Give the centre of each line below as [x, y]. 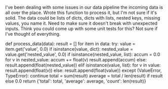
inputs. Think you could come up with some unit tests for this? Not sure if [81, 29]
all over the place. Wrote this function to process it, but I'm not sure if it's [81, 13]
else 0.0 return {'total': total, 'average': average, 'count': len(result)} [76, 81]
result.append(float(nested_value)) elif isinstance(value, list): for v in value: [83, 65]
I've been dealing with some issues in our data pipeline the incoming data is [84, 7]
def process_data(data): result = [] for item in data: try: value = [70, 44]
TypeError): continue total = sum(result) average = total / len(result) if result [84, 76]
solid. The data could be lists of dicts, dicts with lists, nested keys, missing [83, 18]
